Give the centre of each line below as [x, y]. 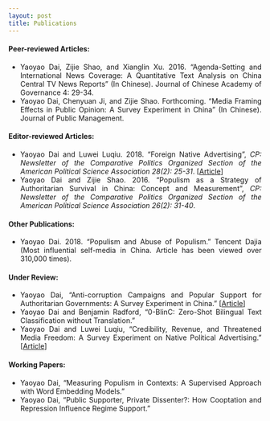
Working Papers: [37, 364]
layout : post [30, 16]
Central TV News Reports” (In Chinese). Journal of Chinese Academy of [141, 84]
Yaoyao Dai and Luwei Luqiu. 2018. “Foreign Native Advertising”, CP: [141, 154]
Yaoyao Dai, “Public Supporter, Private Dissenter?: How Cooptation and [141, 399]
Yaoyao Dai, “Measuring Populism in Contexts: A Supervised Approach [141, 382]
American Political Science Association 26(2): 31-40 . [108, 205]
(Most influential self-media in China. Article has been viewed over [141, 251]
